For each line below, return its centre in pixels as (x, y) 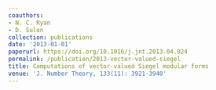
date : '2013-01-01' (40, 45)
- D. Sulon (26, 30)
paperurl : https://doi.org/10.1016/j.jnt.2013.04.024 (98, 52)
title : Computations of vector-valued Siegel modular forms (109, 67)
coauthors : (26, 15)
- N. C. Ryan (29, 23)
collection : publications (50, 37)
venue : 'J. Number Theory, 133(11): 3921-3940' (88, 74)
